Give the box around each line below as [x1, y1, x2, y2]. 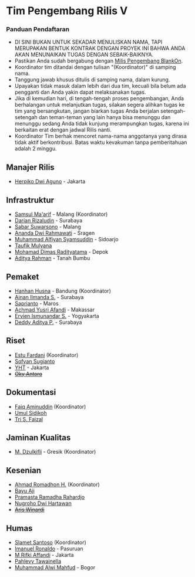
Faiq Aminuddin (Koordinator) [14, 403, 86, 410]
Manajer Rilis [6, 162, 55, 172]
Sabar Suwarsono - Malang [14, 223, 81, 231]
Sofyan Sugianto [14, 358, 55, 365]
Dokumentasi [6, 388, 56, 398]
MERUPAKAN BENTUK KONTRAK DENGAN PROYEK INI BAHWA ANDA [14, 45, 186, 52]
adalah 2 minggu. [14, 145, 57, 152]
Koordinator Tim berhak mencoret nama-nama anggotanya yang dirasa [14, 133, 187, 140]
